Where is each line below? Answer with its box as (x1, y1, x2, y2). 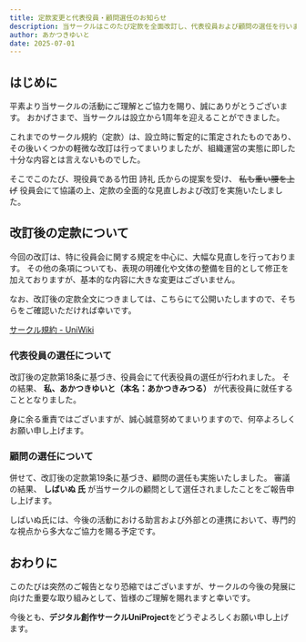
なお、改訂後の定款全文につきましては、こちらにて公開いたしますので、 (9, 293, 280, 304)
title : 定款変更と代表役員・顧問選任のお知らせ (9, 13, 167, 23)
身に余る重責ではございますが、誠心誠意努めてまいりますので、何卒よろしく (9, 413, 296, 424)
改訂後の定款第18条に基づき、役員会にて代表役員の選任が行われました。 (9, 372, 280, 382)
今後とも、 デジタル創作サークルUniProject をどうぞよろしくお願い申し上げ (9, 612, 290, 623)
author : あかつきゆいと (9, 30, 90, 39)
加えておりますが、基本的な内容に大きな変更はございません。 (9, 274, 240, 285)
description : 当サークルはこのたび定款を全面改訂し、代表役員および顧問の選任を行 (9, 22, 287, 31)
